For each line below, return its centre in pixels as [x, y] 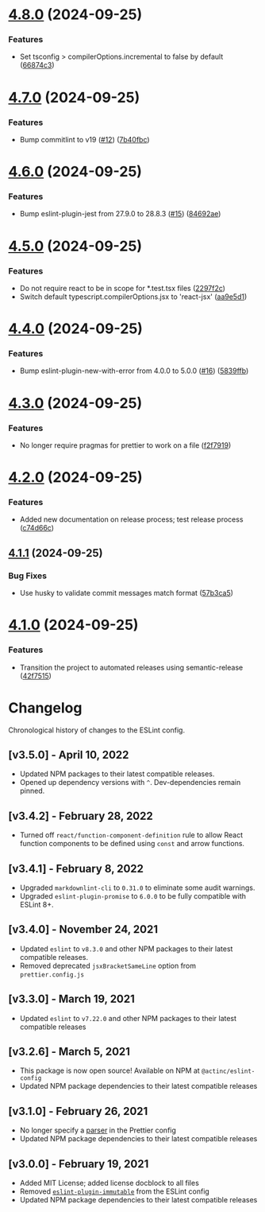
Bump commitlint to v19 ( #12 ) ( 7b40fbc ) [84, 139]
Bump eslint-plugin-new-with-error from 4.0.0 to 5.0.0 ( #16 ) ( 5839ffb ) [134, 371]
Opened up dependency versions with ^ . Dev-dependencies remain [130, 783]
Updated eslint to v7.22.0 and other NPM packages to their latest [128, 1018]
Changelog [45, 707]
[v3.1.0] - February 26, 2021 [78, 1111]
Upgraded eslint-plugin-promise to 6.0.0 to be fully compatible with [133, 895]
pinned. [32, 791]
